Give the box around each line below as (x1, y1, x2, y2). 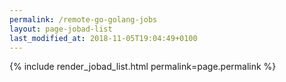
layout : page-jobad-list (9, 24, 113, 34)
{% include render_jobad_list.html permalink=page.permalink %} (9, 61, 277, 73)
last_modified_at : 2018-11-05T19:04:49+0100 (9, 33, 198, 43)
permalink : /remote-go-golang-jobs (9, 14, 158, 25)
